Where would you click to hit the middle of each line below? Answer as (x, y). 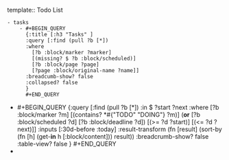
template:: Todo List (35, 10)
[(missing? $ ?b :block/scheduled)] (84, 58)
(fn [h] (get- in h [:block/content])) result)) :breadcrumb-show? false (113, 136)
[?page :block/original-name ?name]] (85, 71)
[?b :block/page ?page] (65, 65)
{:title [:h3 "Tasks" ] (59, 34)
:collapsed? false (51, 82)
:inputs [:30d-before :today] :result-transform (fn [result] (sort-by (130, 129)
